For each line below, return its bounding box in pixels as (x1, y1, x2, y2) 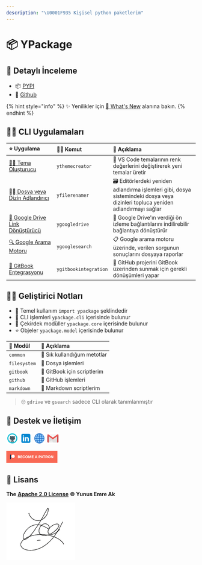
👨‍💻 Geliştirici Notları (6, 291, 83, 301)
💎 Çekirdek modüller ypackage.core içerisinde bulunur (14, 320, 148, 327)
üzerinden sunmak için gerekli (112, 266, 188, 273)
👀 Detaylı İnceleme (6, 66, 78, 76)
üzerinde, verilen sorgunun (112, 244, 179, 251)
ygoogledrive (56, 221, 89, 228)
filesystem (8, 360, 36, 366)
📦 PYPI (14, 82, 35, 89)
